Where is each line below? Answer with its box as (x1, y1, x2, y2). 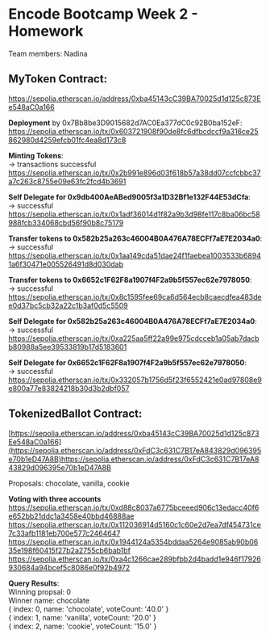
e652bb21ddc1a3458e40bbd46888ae (8, 511, 135, 521)
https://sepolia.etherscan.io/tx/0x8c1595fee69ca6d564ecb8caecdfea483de (8, 292, 262, 301)
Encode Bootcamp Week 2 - (8, 5, 198, 23)
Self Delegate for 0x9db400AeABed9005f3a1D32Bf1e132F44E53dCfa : (8, 191, 251, 202)
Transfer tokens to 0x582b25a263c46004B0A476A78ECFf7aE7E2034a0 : (8, 233, 263, 243)
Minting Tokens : (8, 150, 64, 160)
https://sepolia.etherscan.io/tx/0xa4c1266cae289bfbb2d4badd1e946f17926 (8, 554, 262, 564)
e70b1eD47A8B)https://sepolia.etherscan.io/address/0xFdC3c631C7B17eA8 (8, 454, 260, 464)
